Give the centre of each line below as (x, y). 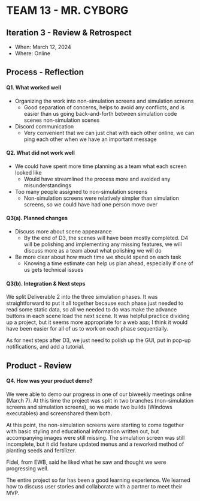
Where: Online (33, 53)
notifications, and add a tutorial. (46, 347)
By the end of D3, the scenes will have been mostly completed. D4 (106, 238)
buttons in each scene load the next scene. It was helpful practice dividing (98, 316)
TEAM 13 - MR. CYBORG (67, 10)
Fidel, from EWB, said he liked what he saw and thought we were (86, 462)
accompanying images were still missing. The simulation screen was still (96, 437)
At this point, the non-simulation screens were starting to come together (95, 425)
